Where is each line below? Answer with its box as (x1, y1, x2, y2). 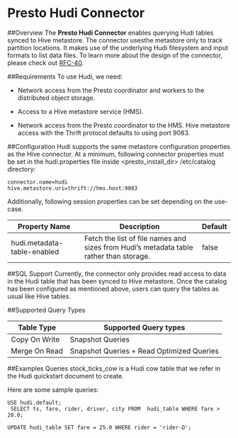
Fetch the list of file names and (84, 233, 186, 243)
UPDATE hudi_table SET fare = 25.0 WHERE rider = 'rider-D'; (7, 424, 192, 431)
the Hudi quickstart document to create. (7, 371, 124, 380)
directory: (7, 164, 36, 173)
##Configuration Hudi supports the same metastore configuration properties (7, 142, 231, 150)
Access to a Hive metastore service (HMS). (17, 107, 144, 116)
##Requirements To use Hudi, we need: (7, 72, 123, 81)
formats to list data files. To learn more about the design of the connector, (7, 51, 223, 60)
